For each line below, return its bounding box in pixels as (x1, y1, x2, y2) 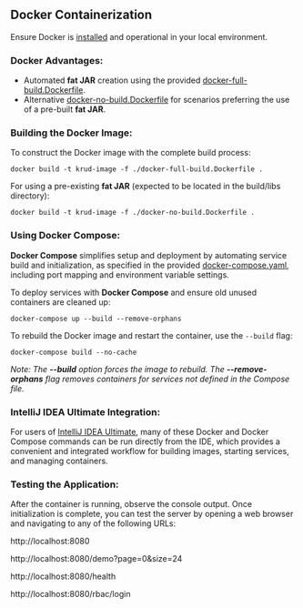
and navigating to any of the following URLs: (10, 518, 177, 529)
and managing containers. (10, 455, 108, 466)
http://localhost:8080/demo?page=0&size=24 (10, 553, 183, 564)
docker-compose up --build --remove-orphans (10, 314, 182, 323)
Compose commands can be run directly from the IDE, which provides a (10, 436, 281, 447)
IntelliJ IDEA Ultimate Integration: (10, 405, 161, 418)
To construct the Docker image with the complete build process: (10, 147, 251, 158)
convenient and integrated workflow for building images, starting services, (10, 446, 289, 456)
